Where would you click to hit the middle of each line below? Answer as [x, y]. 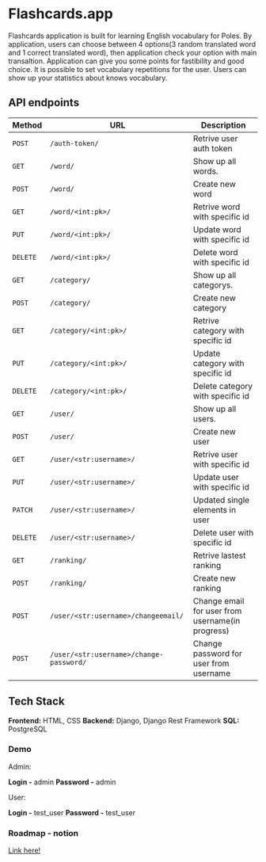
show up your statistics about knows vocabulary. [88, 78]
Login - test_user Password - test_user [72, 812]
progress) [211, 631]
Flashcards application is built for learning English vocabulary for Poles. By [130, 36]
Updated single [221, 500]
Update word [217, 229]
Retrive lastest [219, 555]
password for [218, 653]
